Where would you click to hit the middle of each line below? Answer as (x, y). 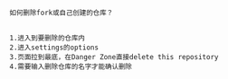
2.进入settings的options (54, 48)
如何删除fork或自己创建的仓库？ (62, 13)
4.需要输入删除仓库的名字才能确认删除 (71, 66)
